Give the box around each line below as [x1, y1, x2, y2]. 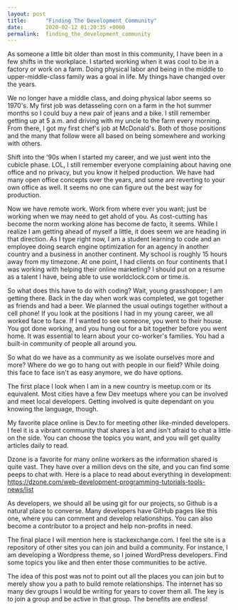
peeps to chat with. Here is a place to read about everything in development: [7, 470, 232, 479]
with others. [7, 140, 43, 148]
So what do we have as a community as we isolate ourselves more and [7, 353, 215, 362]
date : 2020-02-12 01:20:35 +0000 [7, 23, 126, 31]
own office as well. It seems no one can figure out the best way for [7, 183, 202, 192]
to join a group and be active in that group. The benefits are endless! [7, 595, 208, 604]
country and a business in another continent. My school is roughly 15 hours [7, 250, 227, 258]
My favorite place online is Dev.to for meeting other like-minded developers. [7, 419, 230, 427]
